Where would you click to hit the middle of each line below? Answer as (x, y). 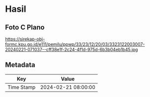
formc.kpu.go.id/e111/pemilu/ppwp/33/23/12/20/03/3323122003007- (75, 44)
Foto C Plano (25, 27)
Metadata (20, 65)
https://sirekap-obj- (25, 39)
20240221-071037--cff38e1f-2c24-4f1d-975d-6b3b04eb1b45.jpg (72, 49)
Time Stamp (22, 87)
